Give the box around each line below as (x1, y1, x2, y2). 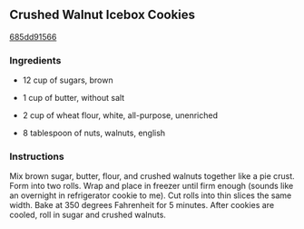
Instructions (9, 150, 65, 163)
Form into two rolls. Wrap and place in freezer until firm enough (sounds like (9, 181, 294, 192)
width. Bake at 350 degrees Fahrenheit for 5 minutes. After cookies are (9, 200, 275, 211)
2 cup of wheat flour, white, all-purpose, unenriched (22, 110, 219, 121)
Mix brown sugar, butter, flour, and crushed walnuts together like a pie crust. (9, 171, 295, 182)
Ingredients (9, 54, 62, 66)
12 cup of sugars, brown (22, 75, 113, 85)
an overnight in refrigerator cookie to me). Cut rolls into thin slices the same (9, 190, 292, 201)
